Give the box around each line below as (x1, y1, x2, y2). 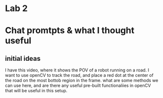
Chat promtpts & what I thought (5, 25, 135, 36)
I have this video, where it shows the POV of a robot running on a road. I (5, 67, 149, 73)
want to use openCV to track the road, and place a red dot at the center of (5, 72, 154, 78)
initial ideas (5, 54, 41, 63)
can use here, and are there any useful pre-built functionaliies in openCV (5, 83, 151, 88)
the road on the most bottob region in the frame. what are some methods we (5, 78, 159, 84)
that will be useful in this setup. (5, 88, 68, 94)
